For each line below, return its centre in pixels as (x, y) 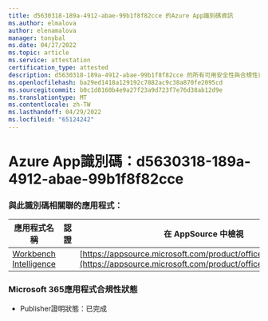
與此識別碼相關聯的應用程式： (66, 205)
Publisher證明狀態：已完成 (63, 308)
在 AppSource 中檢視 (203, 234)
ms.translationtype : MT (48, 97)
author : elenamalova (43, 30)
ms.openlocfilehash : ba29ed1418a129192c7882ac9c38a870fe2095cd (116, 82)
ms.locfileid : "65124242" (51, 120)
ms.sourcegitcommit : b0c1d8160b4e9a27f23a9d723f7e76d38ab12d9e (116, 90)
